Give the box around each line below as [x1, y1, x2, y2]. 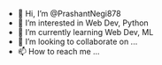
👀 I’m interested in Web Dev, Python [17, 18, 149, 28]
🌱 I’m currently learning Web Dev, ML [17, 27, 154, 37]
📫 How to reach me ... [17, 47, 100, 56]
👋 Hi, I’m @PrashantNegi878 [17, 9, 121, 18]
